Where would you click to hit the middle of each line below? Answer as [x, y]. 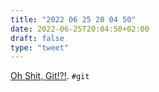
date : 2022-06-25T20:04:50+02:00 [80, 29]
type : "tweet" [40, 47]
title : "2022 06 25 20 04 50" [73, 19]
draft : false [37, 38]
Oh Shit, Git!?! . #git [50, 76]
